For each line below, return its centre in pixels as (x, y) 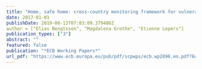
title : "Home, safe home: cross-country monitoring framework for (91, 12)
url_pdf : (17, 56)
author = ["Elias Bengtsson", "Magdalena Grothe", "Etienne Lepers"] (95, 28)
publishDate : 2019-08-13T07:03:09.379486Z (60, 23)
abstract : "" (23, 40)
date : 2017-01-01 (28, 17)
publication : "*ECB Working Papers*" (54, 51)
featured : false (26, 46)
